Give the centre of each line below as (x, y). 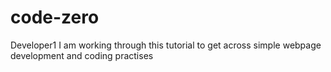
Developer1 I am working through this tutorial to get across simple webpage (166, 45)
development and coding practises (82, 55)
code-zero (55, 17)
